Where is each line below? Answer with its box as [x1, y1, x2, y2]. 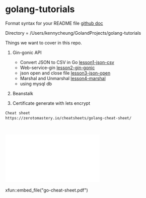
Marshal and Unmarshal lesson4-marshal [20, 75, 106, 81]
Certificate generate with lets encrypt [12, 100, 91, 106]
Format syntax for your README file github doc [5, 20, 103, 26]
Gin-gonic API [12, 49, 42, 55]
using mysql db [20, 81, 52, 87]
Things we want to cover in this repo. [5, 39, 82, 46]
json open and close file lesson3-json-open [20, 70, 111, 76]
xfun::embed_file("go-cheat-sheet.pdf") [5, 187, 88, 193]
